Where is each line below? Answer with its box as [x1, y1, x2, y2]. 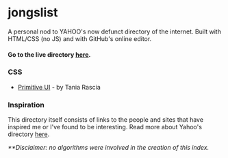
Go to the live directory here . [8, 50, 91, 59]
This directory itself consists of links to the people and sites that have [8, 116, 204, 124]
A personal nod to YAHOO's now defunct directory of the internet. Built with [8, 27, 222, 36]
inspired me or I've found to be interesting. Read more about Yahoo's [8, 123, 203, 131]
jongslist [8, 5, 58, 21]
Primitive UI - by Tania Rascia [17, 83, 101, 91]
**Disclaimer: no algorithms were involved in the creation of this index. [8, 144, 210, 152]
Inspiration [8, 100, 45, 109]
